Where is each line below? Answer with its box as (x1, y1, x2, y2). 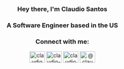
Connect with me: (35, 37, 90, 45)
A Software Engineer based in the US (6, 21, 119, 29)
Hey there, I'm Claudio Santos (17, 5, 108, 13)
